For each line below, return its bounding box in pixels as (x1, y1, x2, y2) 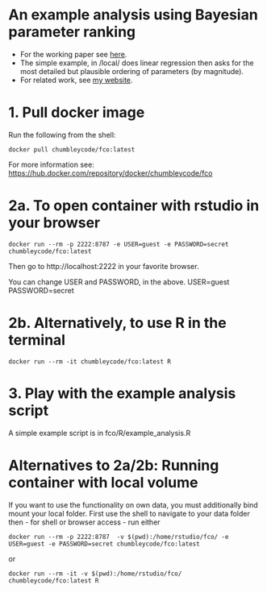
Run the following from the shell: (8, 130, 116, 139)
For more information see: (8, 160, 94, 169)
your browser (8, 214, 101, 232)
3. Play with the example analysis (8, 384, 236, 402)
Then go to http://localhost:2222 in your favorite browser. (8, 261, 199, 271)
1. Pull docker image (8, 103, 145, 122)
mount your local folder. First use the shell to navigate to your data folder (8, 508, 250, 518)
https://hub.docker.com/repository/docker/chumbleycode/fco (8, 168, 213, 178)
